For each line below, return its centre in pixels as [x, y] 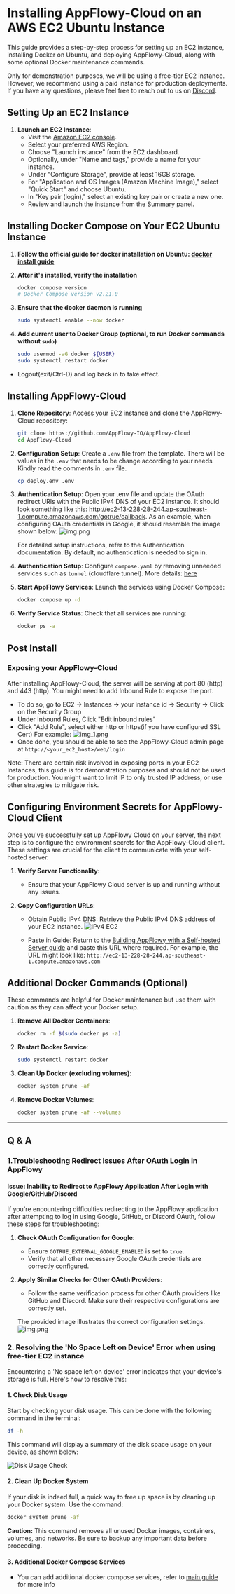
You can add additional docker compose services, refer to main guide [117, 1577]
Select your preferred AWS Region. [78, 144]
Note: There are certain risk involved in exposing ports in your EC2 [103, 763]
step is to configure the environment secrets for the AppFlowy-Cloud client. [116, 842]
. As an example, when [178, 517]
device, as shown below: [43, 1452]
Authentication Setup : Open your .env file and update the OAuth [111, 494]
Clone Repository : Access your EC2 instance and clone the [104, 413]
